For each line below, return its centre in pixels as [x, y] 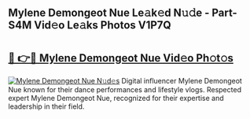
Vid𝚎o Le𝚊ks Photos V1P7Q [103, 26]
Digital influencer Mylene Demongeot [182, 81]
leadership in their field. [46, 106]
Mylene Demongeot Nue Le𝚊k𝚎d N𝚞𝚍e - [109, 13]
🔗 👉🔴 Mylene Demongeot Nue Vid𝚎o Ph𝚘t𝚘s [121, 58]
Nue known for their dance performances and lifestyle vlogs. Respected [125, 89]
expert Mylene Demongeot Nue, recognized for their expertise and [116, 98]
